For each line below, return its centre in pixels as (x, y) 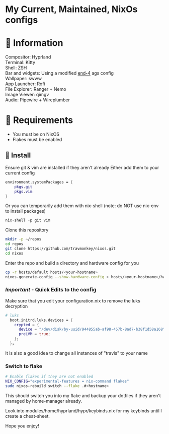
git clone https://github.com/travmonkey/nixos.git (60, 249)
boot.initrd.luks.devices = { (41, 320)
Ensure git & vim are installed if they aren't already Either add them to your (82, 167)
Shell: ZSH (16, 68)
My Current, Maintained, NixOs (71, 9)
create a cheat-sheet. (28, 416)
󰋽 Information (34, 43)
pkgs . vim (23, 192)
